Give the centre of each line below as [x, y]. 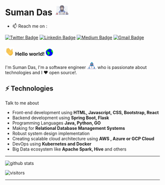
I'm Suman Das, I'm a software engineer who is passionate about [76, 67]
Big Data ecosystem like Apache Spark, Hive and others [69, 149]
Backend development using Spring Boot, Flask [61, 118]
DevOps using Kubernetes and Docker [52, 144]
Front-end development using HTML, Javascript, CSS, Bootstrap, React [85, 112]
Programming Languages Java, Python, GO [56, 123]
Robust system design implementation [51, 133]
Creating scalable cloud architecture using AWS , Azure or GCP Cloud [83, 138]
